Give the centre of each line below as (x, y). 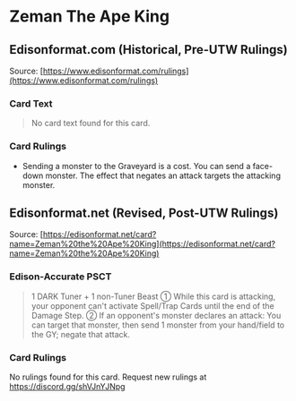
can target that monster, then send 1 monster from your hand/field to (158, 325)
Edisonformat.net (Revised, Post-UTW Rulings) (144, 213)
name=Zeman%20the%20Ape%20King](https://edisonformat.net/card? (143, 244)
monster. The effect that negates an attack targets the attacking (163, 175)
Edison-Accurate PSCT (61, 277)
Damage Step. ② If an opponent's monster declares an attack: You (156, 315)
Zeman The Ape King (90, 17)
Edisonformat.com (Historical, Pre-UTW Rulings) (149, 50)
